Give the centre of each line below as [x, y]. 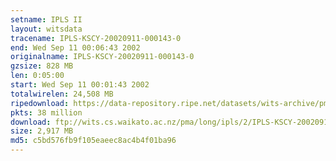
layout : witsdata [46, 29]
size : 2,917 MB [42, 131]
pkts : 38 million [46, 112]
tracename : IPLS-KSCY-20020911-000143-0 [96, 38]
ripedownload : [40, 103]
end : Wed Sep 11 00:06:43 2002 [75, 47]
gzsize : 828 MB [42, 66]
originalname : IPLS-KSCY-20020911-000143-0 [102, 57]
